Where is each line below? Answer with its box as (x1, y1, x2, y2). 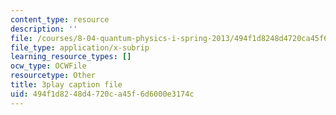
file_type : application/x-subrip (10, 42, 150, 53)
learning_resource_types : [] (10, 52, 132, 62)
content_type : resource (10, 14, 110, 25)
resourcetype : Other (10, 71, 97, 81)
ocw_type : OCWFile (10, 61, 87, 71)
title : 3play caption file (10, 80, 123, 90)
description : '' (10, 24, 78, 34)
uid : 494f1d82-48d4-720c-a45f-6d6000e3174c (10, 89, 195, 99)
